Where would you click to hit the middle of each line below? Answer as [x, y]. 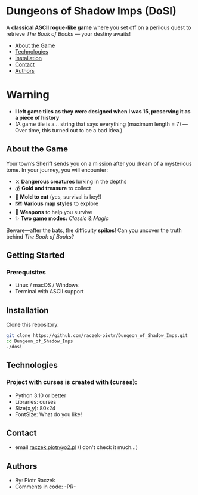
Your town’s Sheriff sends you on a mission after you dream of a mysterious [99, 163]
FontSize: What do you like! [48, 414]
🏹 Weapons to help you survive [53, 212]
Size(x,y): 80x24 [35, 408]
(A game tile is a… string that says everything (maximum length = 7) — [101, 124]
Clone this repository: [33, 325]
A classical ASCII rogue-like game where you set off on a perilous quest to [99, 27]
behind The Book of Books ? [40, 236]
